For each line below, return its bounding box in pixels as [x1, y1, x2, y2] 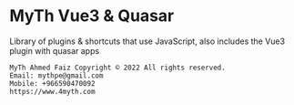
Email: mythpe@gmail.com [9, 70, 104, 80]
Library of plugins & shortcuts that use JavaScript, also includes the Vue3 [9, 36, 285, 47]
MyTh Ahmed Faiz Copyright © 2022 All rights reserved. [9, 63, 226, 72]
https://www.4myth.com [9, 87, 96, 96]
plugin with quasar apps [9, 45, 100, 56]
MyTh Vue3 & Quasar [9, 5, 175, 26]
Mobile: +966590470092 [9, 79, 96, 88]
